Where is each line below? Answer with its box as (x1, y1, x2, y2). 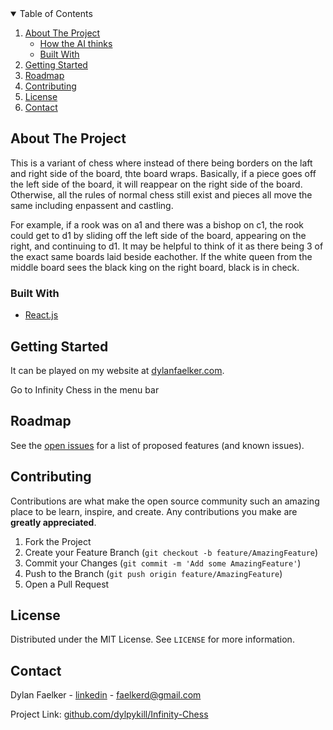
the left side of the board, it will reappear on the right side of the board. (10, 178, 303, 190)
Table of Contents (19, 8, 93, 19)
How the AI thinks (39, 38, 113, 49)
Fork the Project (24, 535, 92, 547)
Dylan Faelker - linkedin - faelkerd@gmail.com (10, 689, 202, 701)
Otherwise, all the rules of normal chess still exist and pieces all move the (10, 188, 313, 201)
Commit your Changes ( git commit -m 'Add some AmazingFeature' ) (24, 557, 302, 569)
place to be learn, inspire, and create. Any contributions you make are (10, 505, 298, 517)
